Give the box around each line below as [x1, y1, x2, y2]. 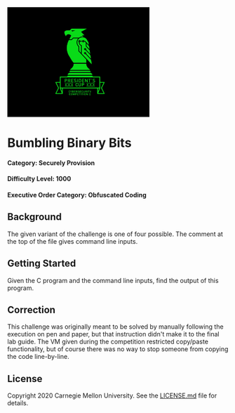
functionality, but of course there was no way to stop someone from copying [7, 345, 229, 353]
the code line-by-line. [7, 353, 69, 361]
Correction [7, 303, 56, 315]
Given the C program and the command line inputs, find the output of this [7, 276, 219, 284]
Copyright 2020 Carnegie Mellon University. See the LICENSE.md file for [7, 391, 217, 400]
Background [7, 211, 62, 223]
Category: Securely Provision [7, 158, 95, 167]
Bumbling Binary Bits [7, 135, 132, 151]
